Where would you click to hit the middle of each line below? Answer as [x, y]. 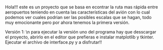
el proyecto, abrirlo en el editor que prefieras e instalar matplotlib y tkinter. [80, 37]
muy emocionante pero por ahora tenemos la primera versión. [67, 22]
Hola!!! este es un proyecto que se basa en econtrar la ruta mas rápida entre [82, 7]
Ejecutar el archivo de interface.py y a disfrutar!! [54, 42]
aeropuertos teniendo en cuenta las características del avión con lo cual [78, 12]
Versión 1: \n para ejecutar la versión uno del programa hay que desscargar [81, 32]
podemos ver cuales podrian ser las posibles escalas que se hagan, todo [78, 17]
